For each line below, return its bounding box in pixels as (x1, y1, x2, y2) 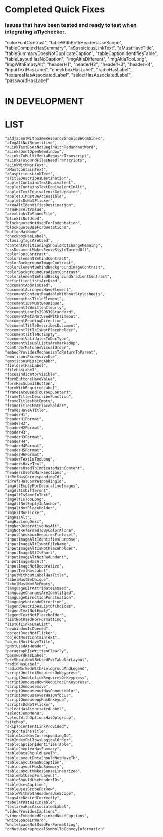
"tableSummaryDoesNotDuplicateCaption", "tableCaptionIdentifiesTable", (5, 50, 158, 57)
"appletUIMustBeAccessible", (5, 194, 67, 199)
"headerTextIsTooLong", (5, 456, 55, 462)
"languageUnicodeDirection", (5, 599, 67, 604)
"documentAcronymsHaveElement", (5, 287, 73, 292)
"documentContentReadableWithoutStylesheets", (5, 291, 105, 296)
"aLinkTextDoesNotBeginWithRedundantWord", (5, 144, 99, 150)
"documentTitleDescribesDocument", (5, 322, 80, 328)
